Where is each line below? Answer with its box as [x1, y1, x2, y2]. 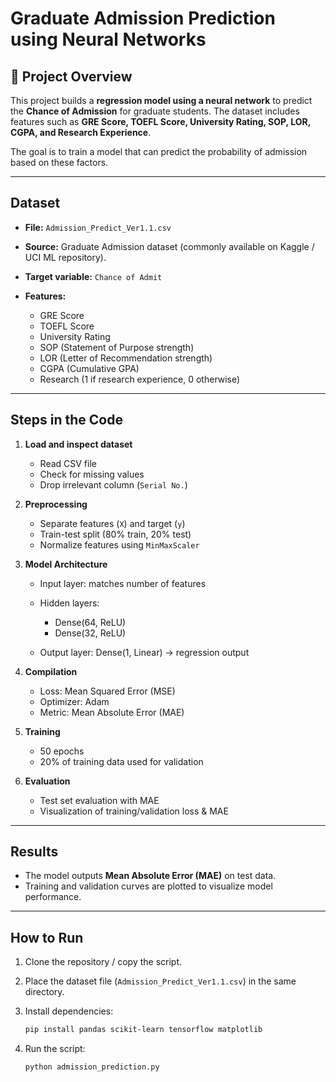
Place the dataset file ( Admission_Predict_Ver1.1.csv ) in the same [24, 975, 297, 987]
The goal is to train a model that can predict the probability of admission [10, 146, 308, 157]
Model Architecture [24, 558, 108, 570]
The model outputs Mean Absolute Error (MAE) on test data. [24, 870, 277, 882]
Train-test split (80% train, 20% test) [39, 528, 192, 540]
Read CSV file [39, 457, 97, 469]
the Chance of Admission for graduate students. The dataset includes [10, 105, 300, 117]
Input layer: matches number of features [39, 577, 207, 589]
